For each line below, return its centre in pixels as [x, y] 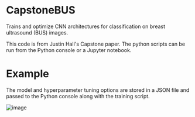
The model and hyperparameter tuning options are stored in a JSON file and [98, 90]
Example [28, 74]
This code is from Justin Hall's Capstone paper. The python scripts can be [96, 44]
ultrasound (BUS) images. [37, 32]
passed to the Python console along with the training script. [78, 96]
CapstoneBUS [41, 10]
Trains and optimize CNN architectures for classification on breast [86, 26]
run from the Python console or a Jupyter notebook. [69, 50]
